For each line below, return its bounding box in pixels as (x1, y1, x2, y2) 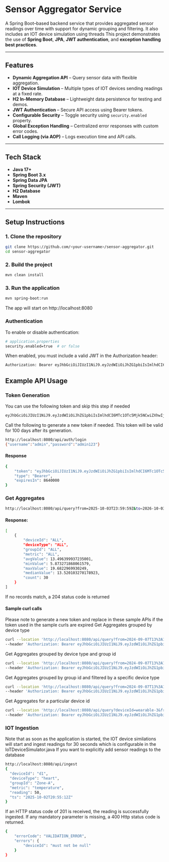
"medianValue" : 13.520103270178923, (23, 571, 100, 576)
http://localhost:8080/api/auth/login (5, 437, 87, 442)
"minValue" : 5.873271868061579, (23, 561, 92, 566)
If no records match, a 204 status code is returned (5, 593, 110, 599)
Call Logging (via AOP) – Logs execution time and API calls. (12, 133, 137, 139)
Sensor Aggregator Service (5, 4, 122, 15)
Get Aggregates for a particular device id (5, 698, 90, 704)
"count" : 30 (23, 575, 49, 580)
